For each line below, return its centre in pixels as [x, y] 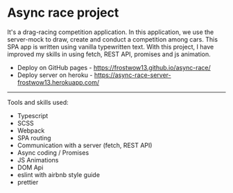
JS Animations [38, 160]
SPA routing [34, 137]
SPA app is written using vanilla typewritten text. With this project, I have [111, 47]
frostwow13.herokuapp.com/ [58, 82]
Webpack [31, 131]
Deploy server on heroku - [55, 75]
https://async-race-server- [132, 75]
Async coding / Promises [53, 152]
